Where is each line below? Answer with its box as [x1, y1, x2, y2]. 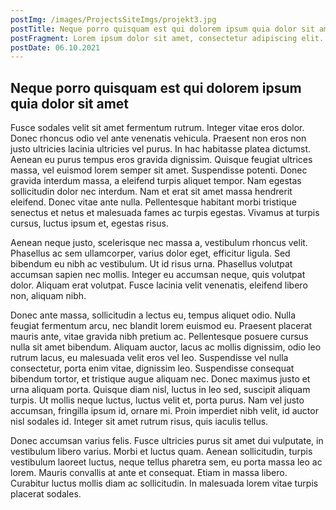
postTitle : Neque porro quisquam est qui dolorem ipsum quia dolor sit [10, 24, 315, 34]
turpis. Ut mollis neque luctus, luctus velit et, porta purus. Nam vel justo [10, 394, 305, 406]
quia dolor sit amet [10, 95, 130, 112]
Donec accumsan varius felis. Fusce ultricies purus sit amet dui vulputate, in [10, 435, 324, 447]
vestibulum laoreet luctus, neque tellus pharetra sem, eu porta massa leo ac [10, 456, 323, 468]
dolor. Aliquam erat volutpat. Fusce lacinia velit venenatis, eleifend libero [10, 279, 308, 291]
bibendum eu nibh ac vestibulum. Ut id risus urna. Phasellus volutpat [10, 258, 293, 270]
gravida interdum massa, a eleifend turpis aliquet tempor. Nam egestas [10, 175, 302, 187]
